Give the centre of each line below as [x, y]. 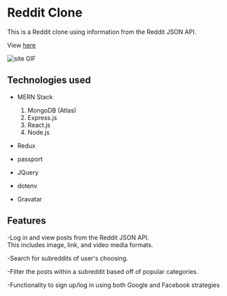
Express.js [42, 117]
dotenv [27, 186]
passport [30, 159]
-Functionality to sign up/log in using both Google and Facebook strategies [113, 285]
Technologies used [49, 80]
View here [21, 45]
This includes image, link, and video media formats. [80, 245]
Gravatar [30, 199]
